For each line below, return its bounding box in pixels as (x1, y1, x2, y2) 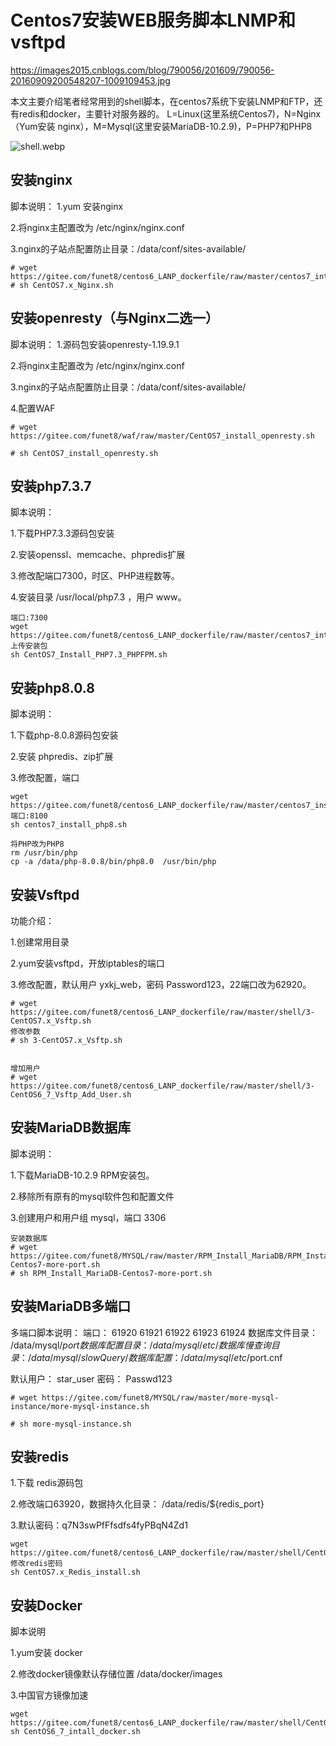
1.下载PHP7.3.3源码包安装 (10, 527, 115, 540)
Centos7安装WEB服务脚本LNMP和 (10, 9, 296, 32)
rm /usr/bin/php (10, 848, 78, 858)
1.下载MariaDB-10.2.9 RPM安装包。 (10, 1169, 155, 1181)
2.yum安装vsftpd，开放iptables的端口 (10, 957, 165, 969)
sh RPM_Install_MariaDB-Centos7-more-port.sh (19, 1268, 213, 1278)
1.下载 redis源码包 (10, 1477, 84, 1489)
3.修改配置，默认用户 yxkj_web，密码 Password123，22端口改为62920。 (10, 979, 312, 990)
